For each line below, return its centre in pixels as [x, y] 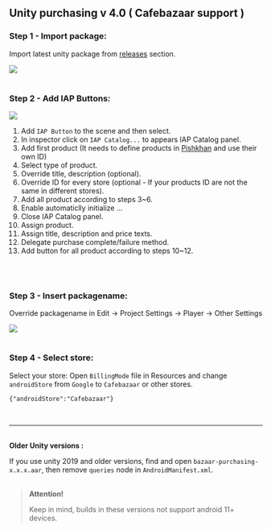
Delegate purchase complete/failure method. [95, 242]
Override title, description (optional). [81, 173]
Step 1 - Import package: [58, 36]
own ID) [34, 156]
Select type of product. [59, 165]
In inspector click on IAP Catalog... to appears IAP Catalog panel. [131, 139]
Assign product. [47, 225]
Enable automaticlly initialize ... [72, 208]
